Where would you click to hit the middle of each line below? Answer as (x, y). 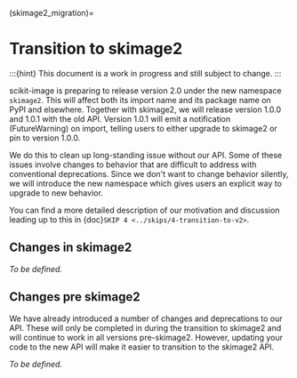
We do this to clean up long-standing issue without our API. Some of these (146, 155)
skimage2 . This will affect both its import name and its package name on (140, 100)
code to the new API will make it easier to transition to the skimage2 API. (142, 347)
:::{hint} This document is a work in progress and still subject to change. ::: (145, 73)
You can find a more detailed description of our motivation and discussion (144, 210)
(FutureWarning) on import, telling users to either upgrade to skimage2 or (143, 128)
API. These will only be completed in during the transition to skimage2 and (145, 327)
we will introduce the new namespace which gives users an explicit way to (146, 183)
